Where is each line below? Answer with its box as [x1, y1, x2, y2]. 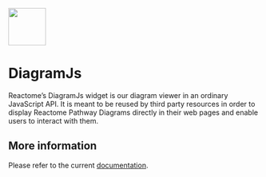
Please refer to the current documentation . [8, 160, 149, 170]
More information [8, 140, 97, 153]
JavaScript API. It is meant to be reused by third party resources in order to [8, 99, 256, 108]
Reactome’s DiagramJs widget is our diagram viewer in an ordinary [8, 90, 228, 100]
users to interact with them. [8, 116, 99, 125]
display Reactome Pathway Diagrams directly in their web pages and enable [8, 108, 258, 117]
